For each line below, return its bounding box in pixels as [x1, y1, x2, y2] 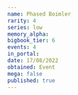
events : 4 [7, 44, 37, 51]
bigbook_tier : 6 [7, 37, 55, 44]
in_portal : [7, 51, 40, 58]
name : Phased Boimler [7, 10, 72, 18]
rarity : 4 [7, 17, 37, 24]
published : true [7, 76, 55, 84]
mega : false [7, 70, 43, 77]
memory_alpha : [7, 30, 50, 38]
